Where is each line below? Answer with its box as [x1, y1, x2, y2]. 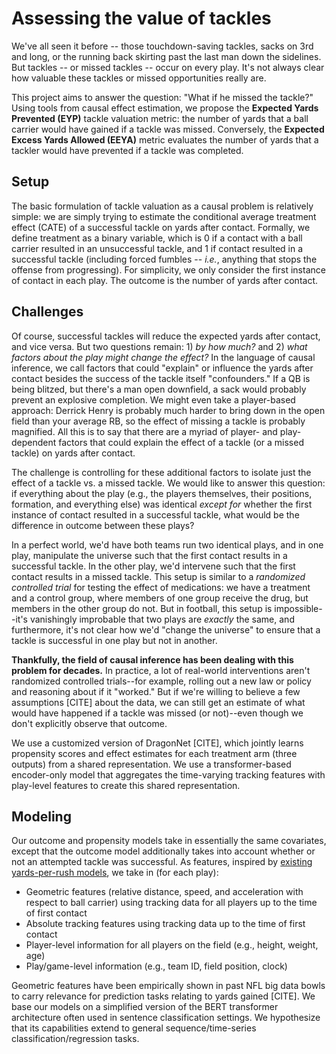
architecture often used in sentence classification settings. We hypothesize [11, 1012, 321, 1024]
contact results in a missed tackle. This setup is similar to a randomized [11, 570, 306, 582]
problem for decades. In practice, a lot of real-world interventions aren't [11, 664, 311, 676]
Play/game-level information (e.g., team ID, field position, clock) [25, 960, 288, 972]
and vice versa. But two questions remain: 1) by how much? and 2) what [11, 340, 308, 352]
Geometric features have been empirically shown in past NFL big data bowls [11, 980, 326, 992]
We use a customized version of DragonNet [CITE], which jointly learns [11, 737, 304, 749]
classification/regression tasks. [11, 1033, 140, 1045]
